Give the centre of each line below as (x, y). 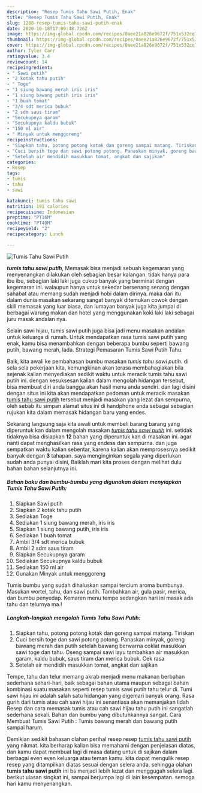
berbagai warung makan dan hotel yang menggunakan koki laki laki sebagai (100, 313)
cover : (15, 46)
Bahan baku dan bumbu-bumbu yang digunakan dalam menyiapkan (94, 482)
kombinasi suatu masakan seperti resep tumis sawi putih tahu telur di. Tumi (100, 689)
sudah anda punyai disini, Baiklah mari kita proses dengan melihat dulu (94, 462)
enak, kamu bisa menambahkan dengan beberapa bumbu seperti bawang (98, 343)
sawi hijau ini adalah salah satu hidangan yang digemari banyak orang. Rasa (101, 695)
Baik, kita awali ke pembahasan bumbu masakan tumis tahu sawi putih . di (98, 361)
